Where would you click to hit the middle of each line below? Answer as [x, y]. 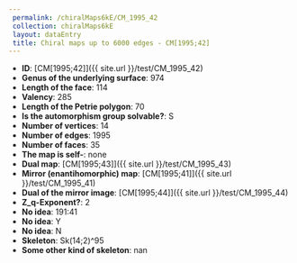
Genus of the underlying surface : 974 [93, 78]
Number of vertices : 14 [65, 126]
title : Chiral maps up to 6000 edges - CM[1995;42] [111, 43]
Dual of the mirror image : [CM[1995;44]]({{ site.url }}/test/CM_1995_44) [155, 193]
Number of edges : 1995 [66, 135]
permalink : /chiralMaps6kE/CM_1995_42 [85, 18]
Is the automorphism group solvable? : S [98, 116]
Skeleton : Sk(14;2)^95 [63, 240]
